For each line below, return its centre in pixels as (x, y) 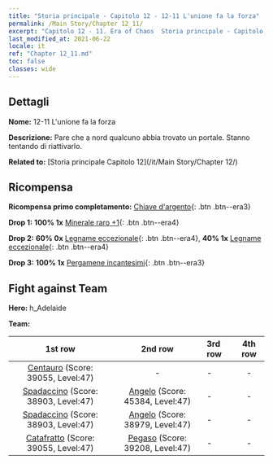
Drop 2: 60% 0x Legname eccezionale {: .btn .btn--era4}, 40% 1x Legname (135, 239)
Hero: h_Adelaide (37, 308)
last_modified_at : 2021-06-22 (60, 39)
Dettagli (29, 102)
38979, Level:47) (157, 425)
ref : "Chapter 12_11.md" (50, 54)
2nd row (158, 349)
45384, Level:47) (157, 401)
